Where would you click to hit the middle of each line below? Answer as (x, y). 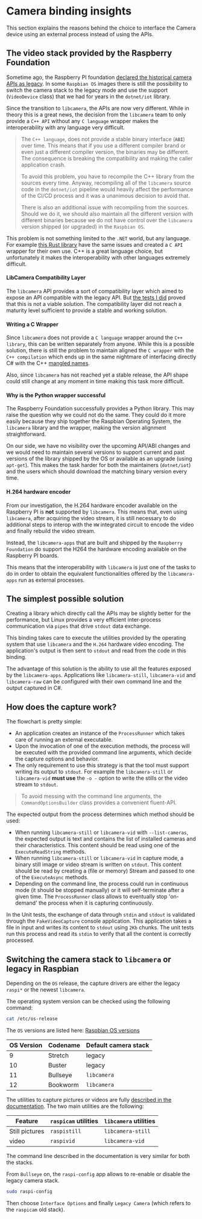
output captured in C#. (34, 688)
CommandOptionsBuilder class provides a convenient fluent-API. (99, 803)
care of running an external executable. (64, 740)
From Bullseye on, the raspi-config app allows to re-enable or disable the (98, 1174)
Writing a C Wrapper (32, 324)
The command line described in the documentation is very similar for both (98, 1156)
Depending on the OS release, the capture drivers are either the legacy (93, 983)
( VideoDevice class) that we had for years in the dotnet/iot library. (89, 96)
